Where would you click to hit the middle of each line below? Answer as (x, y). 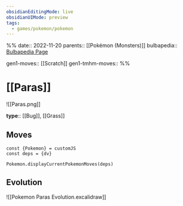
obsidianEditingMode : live (40, 12)
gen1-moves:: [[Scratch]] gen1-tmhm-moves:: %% (68, 63)
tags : (13, 23)
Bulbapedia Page (27, 52)
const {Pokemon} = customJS (41, 149)
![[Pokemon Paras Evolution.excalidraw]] (56, 197)
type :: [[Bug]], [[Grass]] (36, 116)
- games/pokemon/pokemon (42, 28)
